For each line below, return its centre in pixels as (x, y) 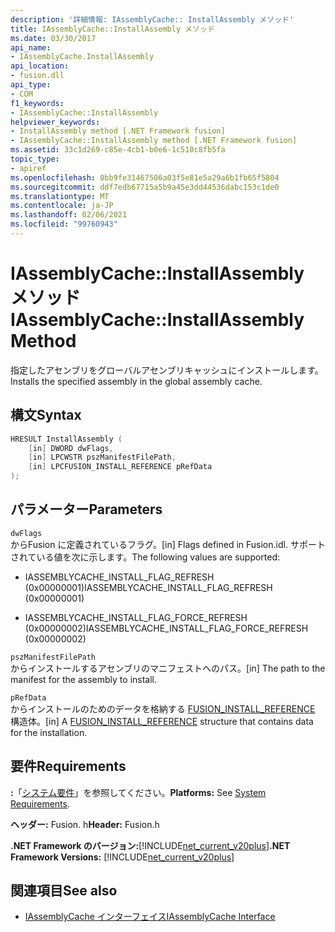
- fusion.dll (37, 76)
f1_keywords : (37, 103)
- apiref (28, 168)
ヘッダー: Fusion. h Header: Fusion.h (85, 824)
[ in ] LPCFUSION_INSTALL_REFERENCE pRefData (120, 467)
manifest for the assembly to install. (84, 679)
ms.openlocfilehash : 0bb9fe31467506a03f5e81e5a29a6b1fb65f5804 (145, 177)
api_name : (31, 47)
